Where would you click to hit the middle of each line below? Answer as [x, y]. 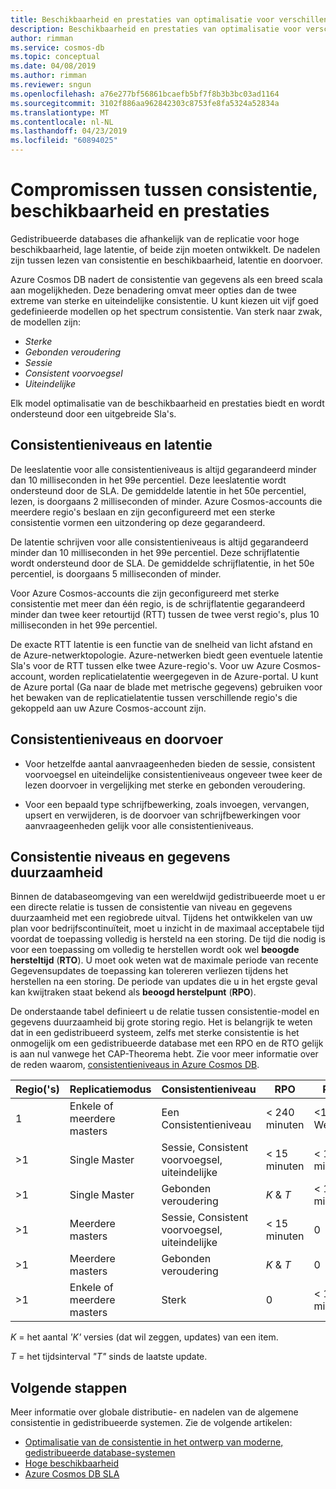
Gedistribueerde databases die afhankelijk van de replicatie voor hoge [155, 238]
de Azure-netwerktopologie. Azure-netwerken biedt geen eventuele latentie [166, 655]
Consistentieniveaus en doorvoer [116, 739]
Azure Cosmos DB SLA [72, 1474]
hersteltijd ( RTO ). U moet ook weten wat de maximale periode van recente [164, 960]
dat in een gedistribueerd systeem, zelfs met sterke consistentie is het [155, 1033]
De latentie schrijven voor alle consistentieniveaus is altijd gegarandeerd [159, 542]
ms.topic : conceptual [55, 57]
